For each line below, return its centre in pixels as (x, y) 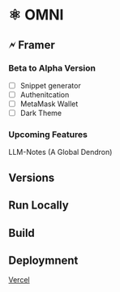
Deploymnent (43, 260)
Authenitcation (45, 94)
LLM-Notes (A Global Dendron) (60, 152)
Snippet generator (50, 85)
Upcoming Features (48, 135)
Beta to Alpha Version (52, 68)
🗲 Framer (32, 45)
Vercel (19, 280)
